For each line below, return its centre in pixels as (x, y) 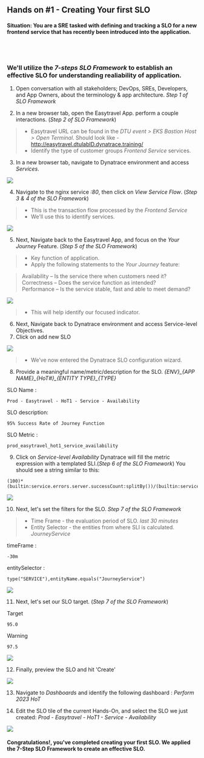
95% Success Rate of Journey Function (56, 423)
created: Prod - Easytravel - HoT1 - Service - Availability (86, 717)
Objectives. (30, 330)
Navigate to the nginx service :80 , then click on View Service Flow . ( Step (106, 192)
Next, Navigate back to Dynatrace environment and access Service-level (106, 323)
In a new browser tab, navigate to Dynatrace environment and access (102, 162)
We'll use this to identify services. (73, 216)
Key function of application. (65, 258)
